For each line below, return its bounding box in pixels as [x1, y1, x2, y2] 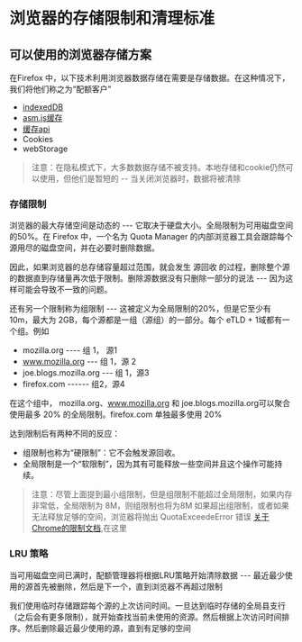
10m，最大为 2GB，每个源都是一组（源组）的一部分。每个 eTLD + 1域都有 [9, 314, 282, 325]
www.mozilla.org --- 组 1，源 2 [22, 357, 137, 367]
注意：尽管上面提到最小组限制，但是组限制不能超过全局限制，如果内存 [31, 489, 293, 500]
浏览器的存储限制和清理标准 [9, 8, 215, 29]
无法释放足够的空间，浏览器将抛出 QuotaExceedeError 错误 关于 [31, 511, 270, 522]
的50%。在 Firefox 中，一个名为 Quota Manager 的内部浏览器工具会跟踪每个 [9, 231, 293, 242]
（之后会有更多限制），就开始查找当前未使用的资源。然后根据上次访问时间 [9, 611, 282, 622]
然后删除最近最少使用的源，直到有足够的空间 [24, 622, 191, 633]
